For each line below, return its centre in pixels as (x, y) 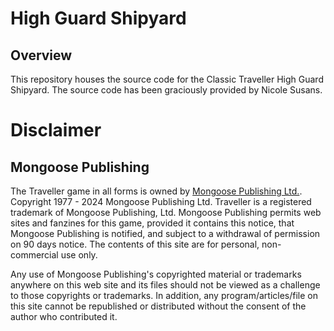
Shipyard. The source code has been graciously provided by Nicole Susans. (166, 90)
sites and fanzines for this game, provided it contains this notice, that (152, 223)
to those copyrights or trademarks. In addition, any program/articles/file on (164, 295)
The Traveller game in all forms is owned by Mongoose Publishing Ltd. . (156, 191)
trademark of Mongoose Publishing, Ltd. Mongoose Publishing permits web (166, 212)
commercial (34, 255)
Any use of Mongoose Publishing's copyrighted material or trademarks (156, 274)
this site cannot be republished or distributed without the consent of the (158, 306)
